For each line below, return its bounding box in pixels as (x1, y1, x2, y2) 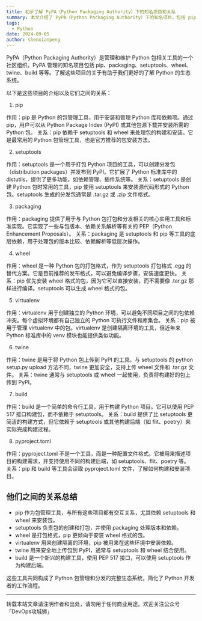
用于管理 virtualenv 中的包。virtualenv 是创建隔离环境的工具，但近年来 (6, 324, 181, 331)
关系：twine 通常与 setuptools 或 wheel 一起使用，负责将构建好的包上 (17, 371, 191, 378)
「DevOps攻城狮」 (6, 608, 53, 615)
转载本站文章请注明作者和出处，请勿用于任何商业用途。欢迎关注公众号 (6, 600, 180, 607)
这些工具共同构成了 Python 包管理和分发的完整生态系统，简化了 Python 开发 (6, 574, 195, 581)
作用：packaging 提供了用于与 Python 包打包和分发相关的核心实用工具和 (6, 215, 186, 222)
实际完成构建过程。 (6, 426, 54, 433)
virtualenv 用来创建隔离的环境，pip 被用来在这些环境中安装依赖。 (14, 539, 177, 546)
